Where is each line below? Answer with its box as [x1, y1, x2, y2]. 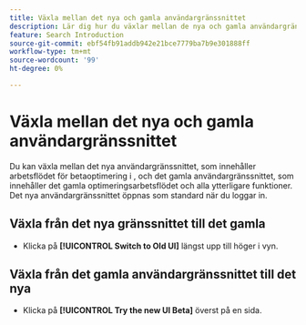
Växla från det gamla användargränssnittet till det [9, 267, 297, 282]
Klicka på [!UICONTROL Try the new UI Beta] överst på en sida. [22, 305, 262, 316]
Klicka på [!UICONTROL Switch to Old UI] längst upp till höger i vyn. [22, 240, 279, 251]
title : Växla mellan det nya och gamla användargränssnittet [9, 13, 247, 23]
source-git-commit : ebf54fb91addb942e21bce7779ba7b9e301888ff [9, 38, 250, 48]
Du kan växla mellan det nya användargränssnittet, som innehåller [9, 160, 257, 171]
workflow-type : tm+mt [9, 47, 92, 56]
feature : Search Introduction [9, 30, 125, 39]
